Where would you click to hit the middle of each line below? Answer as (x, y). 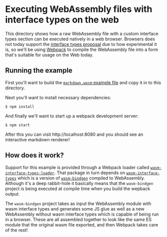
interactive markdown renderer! (38, 139)
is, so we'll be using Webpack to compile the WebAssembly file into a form (82, 49)
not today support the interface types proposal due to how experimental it (81, 44)
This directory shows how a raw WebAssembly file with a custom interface (82, 33)
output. (12, 194)
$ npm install (20, 107)
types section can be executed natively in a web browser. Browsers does (80, 39)
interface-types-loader (30, 173)
